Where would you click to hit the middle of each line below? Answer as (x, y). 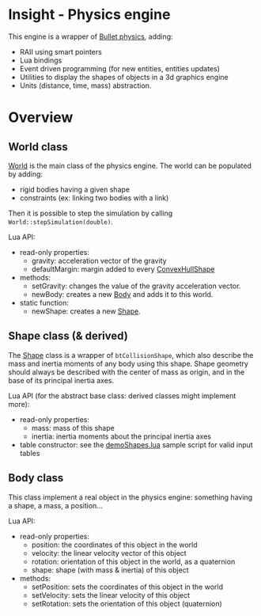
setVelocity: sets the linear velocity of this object (111, 595)
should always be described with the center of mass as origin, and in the (127, 372)
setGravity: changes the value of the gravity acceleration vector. (136, 286)
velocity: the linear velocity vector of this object (109, 553)
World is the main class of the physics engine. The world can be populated (130, 165)
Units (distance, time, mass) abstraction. (85, 86)
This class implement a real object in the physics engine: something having (130, 497)
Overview (41, 118)
